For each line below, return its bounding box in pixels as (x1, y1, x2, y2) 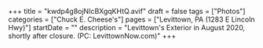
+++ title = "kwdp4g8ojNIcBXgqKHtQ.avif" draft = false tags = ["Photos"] (8, 7, 246, 15)
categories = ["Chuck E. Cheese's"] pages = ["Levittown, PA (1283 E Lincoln (8, 15, 255, 24)
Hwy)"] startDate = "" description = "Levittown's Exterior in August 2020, (8, 23, 246, 32)
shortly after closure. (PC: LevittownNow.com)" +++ (8, 31, 177, 40)
